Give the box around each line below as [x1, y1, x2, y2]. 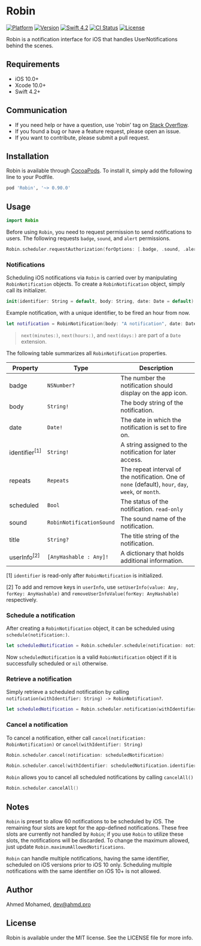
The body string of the [120, 398, 184, 407]
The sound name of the [120, 514, 187, 523]
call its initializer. [6, 287, 47, 294]
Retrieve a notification [6, 675, 72, 683]
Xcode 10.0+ [14, 81, 46, 89]
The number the [120, 374, 166, 382]
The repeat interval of [120, 465, 181, 474]
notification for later [120, 448, 176, 456]
